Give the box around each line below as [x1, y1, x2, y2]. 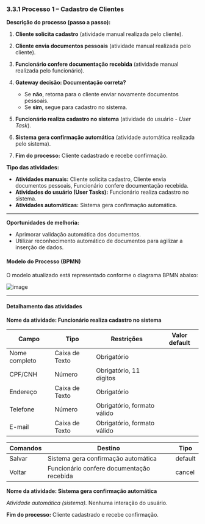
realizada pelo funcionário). [15, 67, 85, 74]
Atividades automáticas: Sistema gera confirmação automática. [15, 202, 178, 209]
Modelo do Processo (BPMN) [6, 258, 81, 265]
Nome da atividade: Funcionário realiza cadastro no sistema [6, 316, 162, 324]
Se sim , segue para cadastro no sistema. [24, 104, 128, 111]
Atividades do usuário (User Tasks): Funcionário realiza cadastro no [15, 188, 189, 196]
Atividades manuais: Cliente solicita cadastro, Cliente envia [15, 175, 167, 183]
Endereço [9, 388, 38, 396]
